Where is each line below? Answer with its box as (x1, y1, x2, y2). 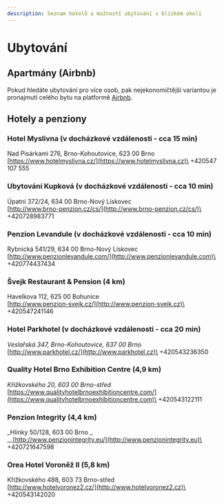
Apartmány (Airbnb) (7, 67, 96, 80)
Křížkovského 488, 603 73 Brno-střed (7, 476, 115, 484)
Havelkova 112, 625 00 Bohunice (7, 292, 100, 301)
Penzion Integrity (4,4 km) (7, 412, 97, 422)
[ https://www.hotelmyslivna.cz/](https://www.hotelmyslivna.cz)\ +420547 (7, 157, 217, 165)
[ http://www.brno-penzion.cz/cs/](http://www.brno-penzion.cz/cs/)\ (7, 205, 202, 213)
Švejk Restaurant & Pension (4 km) (7, 277, 125, 286)
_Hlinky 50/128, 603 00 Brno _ (7, 428, 93, 436)
